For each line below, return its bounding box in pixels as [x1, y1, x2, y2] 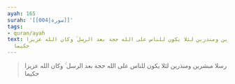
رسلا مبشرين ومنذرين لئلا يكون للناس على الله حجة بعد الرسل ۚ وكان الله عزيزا [24, 62, 227, 69]
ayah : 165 [7, 10, 36, 17]
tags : [7, 23, 23, 30]
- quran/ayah [7, 29, 45, 37]
